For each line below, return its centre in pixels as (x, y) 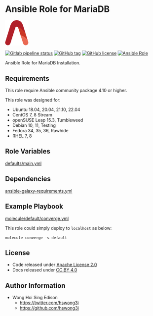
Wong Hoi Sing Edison (35, 298)
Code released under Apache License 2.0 (55, 265)
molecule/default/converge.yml (37, 218)
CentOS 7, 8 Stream (32, 115)
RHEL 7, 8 (22, 136)
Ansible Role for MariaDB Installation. (43, 63)
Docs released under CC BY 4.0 (45, 270)
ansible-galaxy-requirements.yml (39, 191)
